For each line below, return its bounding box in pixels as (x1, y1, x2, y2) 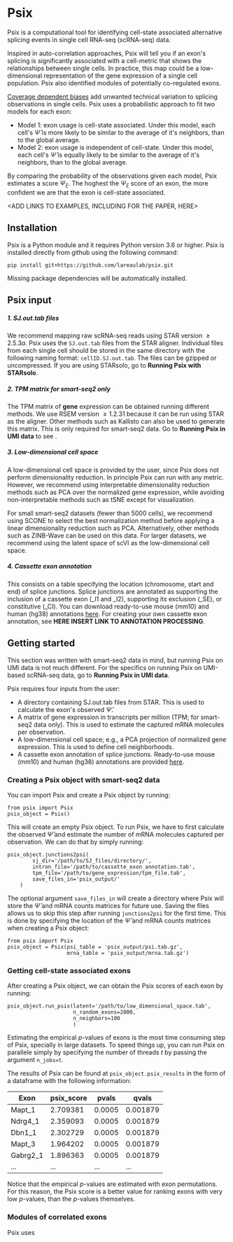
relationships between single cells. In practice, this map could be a (7, 64, 199, 72)
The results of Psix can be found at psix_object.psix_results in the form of (7, 1069, 226, 1077)
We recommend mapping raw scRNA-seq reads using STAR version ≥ (7, 331, 211, 340)
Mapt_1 (10, 1105, 36, 1115)
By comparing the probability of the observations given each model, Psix (7, 172, 218, 180)
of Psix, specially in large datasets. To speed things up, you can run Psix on (7, 1041, 225, 1049)
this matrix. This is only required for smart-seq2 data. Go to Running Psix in (7, 424, 226, 433)
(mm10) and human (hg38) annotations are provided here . (17, 758, 185, 766)
